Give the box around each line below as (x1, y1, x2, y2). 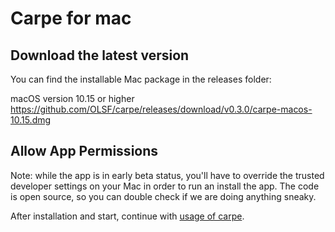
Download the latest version (10, 47, 190, 64)
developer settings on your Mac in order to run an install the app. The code (10, 180, 320, 192)
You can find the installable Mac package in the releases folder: (10, 73, 272, 85)
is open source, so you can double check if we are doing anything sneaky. (10, 190, 317, 202)
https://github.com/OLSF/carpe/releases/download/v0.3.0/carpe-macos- (10, 103, 313, 115)
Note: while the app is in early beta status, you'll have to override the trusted (10, 169, 325, 181)
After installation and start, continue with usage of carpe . (10, 210, 245, 222)
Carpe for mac (10, 7, 132, 30)
